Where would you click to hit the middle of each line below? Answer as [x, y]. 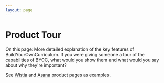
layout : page [19, 10]
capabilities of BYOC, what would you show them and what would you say [82, 60]
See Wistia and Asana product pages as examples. [58, 75]
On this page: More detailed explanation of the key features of [70, 49]
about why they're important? [36, 65]
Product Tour [33, 35]
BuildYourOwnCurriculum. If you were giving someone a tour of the [75, 54]
